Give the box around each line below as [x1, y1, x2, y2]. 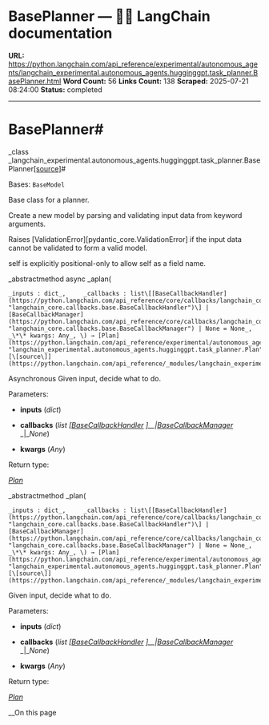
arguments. [8, 219, 46, 228]
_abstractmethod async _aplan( [8, 274, 112, 284]
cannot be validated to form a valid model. [8, 243, 148, 252]
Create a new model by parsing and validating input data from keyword [8, 210, 243, 220]
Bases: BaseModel [8, 179, 66, 189]
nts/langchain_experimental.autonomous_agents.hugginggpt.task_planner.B [8, 67, 259, 77]
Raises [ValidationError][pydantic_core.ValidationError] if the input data [8, 234, 242, 244]
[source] [33, 163, 62, 173]
